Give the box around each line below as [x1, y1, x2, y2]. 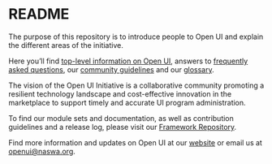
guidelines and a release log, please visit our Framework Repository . [8, 122, 237, 132]
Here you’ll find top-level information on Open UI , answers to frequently [8, 56, 248, 66]
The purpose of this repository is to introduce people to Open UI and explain [8, 32, 264, 41]
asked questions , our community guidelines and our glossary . [8, 64, 214, 74]
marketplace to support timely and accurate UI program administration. [8, 97, 246, 107]
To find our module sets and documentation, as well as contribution [8, 113, 234, 123]
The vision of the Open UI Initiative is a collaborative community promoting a [8, 80, 265, 90]
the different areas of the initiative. [8, 40, 123, 50]
